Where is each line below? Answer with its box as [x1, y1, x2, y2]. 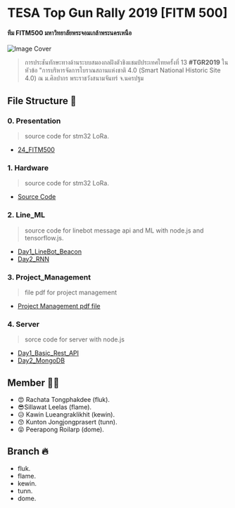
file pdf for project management [24, 288, 118, 297]
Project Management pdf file [17, 301, 101, 310]
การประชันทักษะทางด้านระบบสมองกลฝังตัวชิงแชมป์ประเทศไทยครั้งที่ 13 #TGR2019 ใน [24, 58, 229, 67]
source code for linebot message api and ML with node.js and [24, 226, 204, 235]
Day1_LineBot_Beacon [17, 247, 82, 256]
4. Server [7, 319, 40, 329]
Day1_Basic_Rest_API [17, 349, 80, 358]
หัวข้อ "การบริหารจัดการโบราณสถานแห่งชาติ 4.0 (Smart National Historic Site [24, 66, 221, 74]
